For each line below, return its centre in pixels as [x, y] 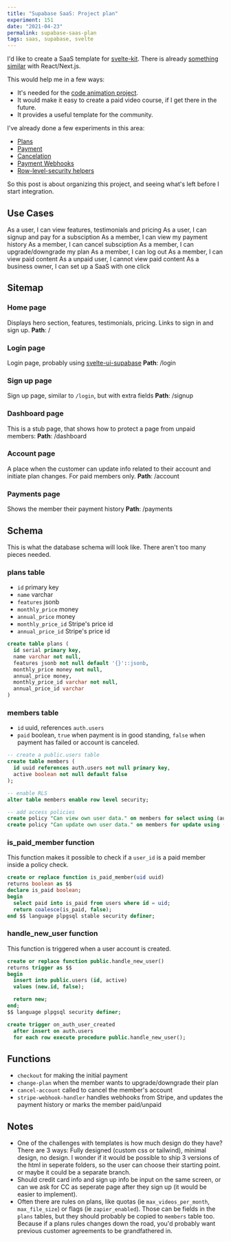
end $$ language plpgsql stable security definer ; [81, 916]
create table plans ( [38, 644]
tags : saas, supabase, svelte [51, 39]
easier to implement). [47, 1194]
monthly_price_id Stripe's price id [65, 624]
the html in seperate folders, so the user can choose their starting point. [119, 1165]
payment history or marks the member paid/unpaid [89, 1105]
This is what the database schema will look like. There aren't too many [107, 547]
